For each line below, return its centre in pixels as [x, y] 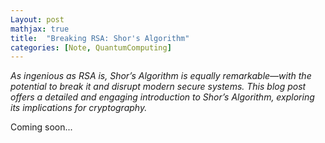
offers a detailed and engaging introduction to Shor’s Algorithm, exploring [162, 97]
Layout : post [37, 19]
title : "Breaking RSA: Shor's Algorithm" [100, 38]
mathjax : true [40, 29]
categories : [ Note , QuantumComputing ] [91, 47]
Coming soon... [41, 127]
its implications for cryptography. [79, 108]
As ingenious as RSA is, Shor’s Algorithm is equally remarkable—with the [161, 76]
